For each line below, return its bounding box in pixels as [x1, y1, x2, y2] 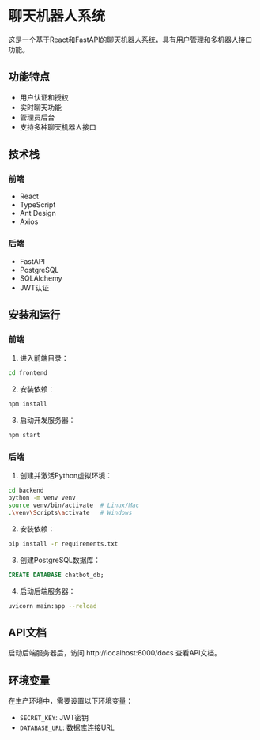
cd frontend [8, 369, 47, 377]
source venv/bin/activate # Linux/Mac [8, 501, 140, 510]
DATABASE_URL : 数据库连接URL [19, 723, 115, 732]
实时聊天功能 [19, 102, 62, 111]
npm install [8, 400, 47, 408]
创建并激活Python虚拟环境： [19, 471, 113, 481]
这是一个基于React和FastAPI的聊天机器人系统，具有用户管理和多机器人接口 [8, 35, 253, 44]
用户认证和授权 [19, 92, 69, 102]
